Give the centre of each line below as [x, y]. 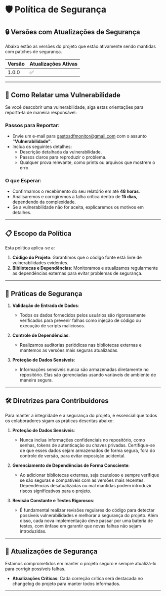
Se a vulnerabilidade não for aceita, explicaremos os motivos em [78, 207]
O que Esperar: [23, 181]
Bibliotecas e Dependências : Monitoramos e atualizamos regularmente [85, 268]
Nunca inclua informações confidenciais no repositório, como [82, 440]
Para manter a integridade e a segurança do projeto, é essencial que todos [81, 415]
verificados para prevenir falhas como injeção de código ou [80, 320]
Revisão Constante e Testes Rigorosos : [53, 500]
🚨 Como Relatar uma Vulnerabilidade [63, 95]
